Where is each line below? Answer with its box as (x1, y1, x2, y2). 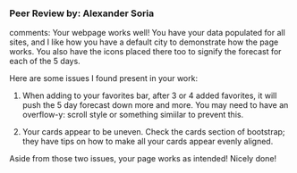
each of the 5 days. (9, 56, 81, 67)
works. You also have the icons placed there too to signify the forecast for (9, 46, 282, 57)
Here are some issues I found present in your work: (9, 73, 199, 84)
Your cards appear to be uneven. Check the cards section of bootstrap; (21, 127, 285, 137)
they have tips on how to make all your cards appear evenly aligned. (21, 136, 274, 147)
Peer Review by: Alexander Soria (9, 7, 155, 20)
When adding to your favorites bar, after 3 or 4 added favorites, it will (21, 90, 277, 101)
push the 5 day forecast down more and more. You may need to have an (21, 100, 289, 111)
